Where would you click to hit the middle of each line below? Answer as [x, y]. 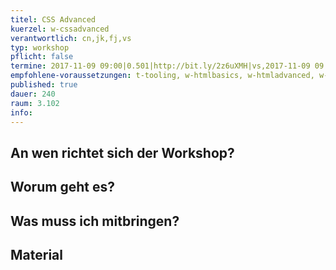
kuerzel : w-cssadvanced [60, 29]
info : [21, 112]
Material [36, 254]
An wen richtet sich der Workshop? [122, 152]
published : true [44, 85]
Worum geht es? [62, 187]
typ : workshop [40, 47]
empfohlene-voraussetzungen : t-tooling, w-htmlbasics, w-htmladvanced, [162, 76]
